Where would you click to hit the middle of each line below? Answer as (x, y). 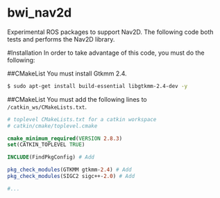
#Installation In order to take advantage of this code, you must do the (106, 53)
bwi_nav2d (40, 13)
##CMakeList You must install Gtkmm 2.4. (67, 73)
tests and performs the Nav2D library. (61, 39)
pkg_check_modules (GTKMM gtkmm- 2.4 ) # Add (69, 170)
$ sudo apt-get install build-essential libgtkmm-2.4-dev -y (98, 86)
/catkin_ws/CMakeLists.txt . (47, 107)
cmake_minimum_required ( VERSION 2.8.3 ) (65, 138)
